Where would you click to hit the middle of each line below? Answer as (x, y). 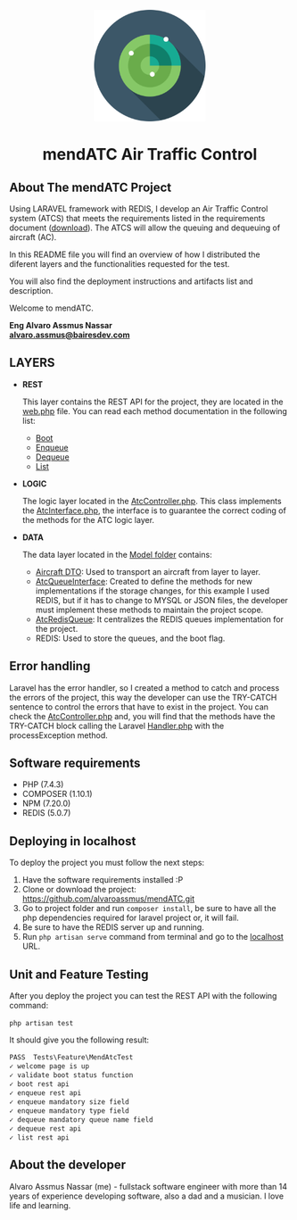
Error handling (50, 666)
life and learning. (40, 1205)
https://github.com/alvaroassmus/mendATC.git (108, 899)
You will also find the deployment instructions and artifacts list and (131, 281)
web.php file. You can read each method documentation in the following (155, 411)
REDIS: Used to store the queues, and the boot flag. (130, 638)
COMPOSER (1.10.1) (57, 794)
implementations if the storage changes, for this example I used (153, 591)
